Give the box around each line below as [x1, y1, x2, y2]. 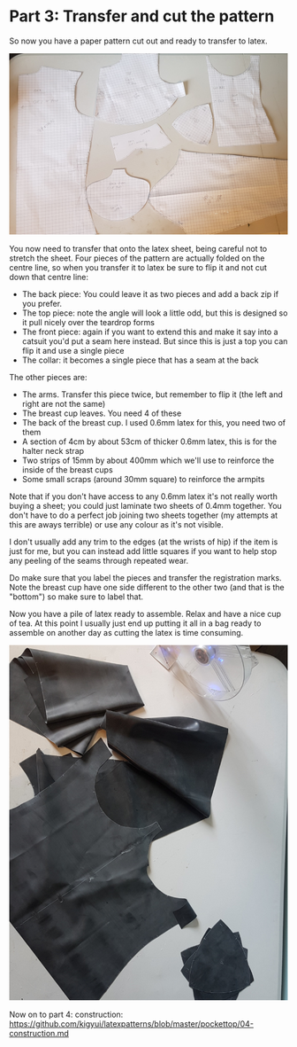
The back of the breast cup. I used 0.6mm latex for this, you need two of [21, 417, 286, 427]
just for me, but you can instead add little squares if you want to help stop [9, 545, 278, 556]
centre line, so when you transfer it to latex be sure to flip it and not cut [9, 262, 268, 272]
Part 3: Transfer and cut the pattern [9, 6, 275, 27]
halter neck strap [21, 445, 85, 456]
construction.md [9, 1028, 69, 1039]
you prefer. [21, 298, 63, 309]
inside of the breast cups [21, 464, 113, 475]
